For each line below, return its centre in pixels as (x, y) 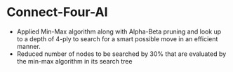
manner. (29, 46)
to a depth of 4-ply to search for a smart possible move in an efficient (117, 38)
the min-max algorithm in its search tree (74, 61)
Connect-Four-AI (57, 12)
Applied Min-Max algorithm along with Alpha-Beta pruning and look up (119, 31)
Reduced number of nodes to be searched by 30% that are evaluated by (121, 54)
